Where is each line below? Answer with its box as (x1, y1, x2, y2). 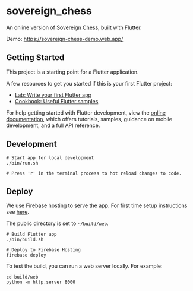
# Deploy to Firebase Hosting (6, 247, 81, 253)
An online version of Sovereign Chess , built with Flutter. (6, 24, 142, 31)
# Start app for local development (6, 154, 94, 161)
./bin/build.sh (6, 236, 44, 243)
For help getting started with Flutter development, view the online (6, 109, 166, 116)
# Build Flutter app (6, 232, 58, 238)
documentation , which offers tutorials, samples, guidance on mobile (6, 115, 172, 122)
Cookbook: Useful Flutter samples (14, 97, 99, 105)
